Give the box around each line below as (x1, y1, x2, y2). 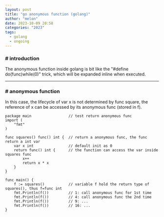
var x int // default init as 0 (14, 143, 112, 149)
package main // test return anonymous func (5, 114, 132, 118)
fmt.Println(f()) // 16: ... (14, 203, 91, 208)
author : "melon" (5, 16, 38, 21)
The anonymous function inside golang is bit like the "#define (5, 66, 129, 72)
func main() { (5, 178, 34, 183)
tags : (5, 30, 16, 35)
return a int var (5, 139, 41, 144)
